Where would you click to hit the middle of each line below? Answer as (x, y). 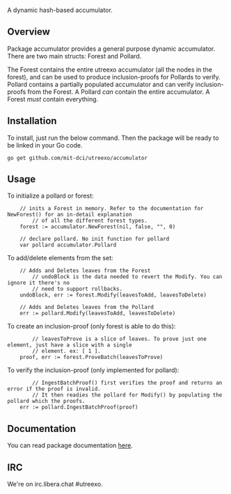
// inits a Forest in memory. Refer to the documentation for (112, 209)
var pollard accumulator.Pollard (68, 245)
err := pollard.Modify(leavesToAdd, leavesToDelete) (98, 313)
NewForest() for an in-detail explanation (70, 215)
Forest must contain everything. (53, 99)
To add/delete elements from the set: (60, 258)
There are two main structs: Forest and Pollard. (74, 56)
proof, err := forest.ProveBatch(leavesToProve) (91, 358)
